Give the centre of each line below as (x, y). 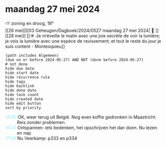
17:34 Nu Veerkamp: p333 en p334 (41, 138)
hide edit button (23, 103)
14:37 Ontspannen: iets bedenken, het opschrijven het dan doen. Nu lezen (81, 128)
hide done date (21, 90)
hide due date (20, 68)
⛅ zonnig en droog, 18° (29, 23)
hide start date (22, 73)
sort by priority (23, 108)
